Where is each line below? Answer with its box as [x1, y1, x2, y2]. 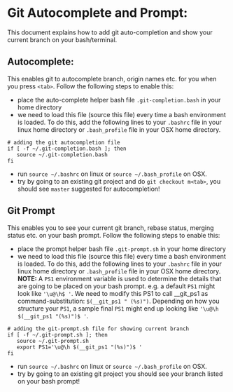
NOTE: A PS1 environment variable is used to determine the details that [17, 274, 222, 283]
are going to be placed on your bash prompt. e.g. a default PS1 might [17, 282, 216, 290]
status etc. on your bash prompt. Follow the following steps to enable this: [7, 231, 220, 239]
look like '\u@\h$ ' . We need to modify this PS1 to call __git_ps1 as [17, 289, 209, 297]
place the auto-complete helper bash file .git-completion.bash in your [17, 95, 221, 104]
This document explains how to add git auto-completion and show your [7, 28, 213, 36]
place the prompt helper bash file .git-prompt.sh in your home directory [17, 244, 226, 253]
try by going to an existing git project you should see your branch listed [17, 370, 223, 378]
